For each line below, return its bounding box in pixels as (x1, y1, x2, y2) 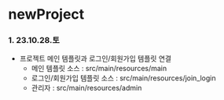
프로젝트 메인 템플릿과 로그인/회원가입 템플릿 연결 (19, 54, 171, 63)
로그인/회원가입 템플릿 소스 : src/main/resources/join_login (31, 73, 216, 83)
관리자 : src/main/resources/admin (31, 84, 142, 93)
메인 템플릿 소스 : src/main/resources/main (31, 64, 167, 73)
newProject (8, 5, 85, 23)
